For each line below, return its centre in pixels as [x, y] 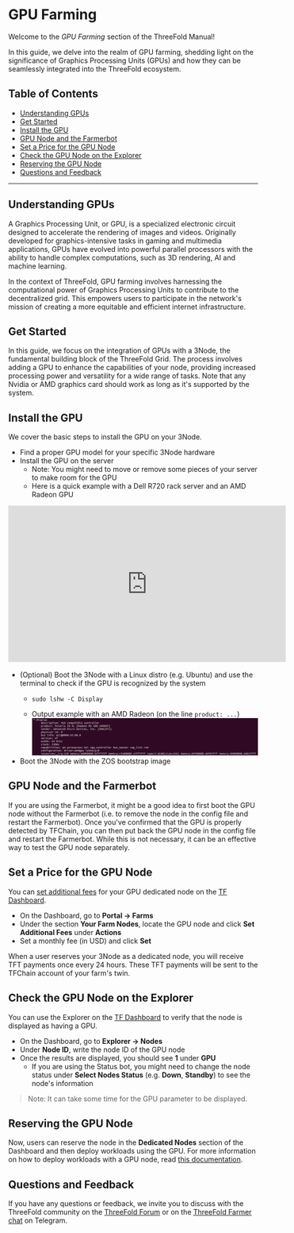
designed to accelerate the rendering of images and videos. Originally [122, 232]
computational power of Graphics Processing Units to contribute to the [124, 290]
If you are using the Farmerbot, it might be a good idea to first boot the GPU [132, 805]
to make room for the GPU [74, 477]
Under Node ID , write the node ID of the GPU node [102, 1049]
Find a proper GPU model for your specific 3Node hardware [117, 452]
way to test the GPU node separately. [69, 847]
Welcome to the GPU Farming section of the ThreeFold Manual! [112, 37]
